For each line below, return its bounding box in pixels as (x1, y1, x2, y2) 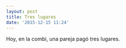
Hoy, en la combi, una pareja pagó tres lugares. (6, 36, 120, 43)
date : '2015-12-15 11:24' (6, 19, 69, 25)
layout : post (6, 8, 38, 15)
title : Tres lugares (6, 14, 57, 20)
